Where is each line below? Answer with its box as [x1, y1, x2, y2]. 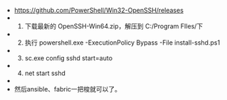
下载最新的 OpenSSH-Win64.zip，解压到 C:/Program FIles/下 [24, 22, 204, 30]
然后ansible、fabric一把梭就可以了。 [14, 85, 122, 93]
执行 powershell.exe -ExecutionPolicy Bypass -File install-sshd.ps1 [24, 38, 221, 47]
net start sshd [24, 69, 66, 77]
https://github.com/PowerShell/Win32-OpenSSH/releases [14, 6, 184, 14]
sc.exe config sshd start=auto [24, 54, 112, 62]
